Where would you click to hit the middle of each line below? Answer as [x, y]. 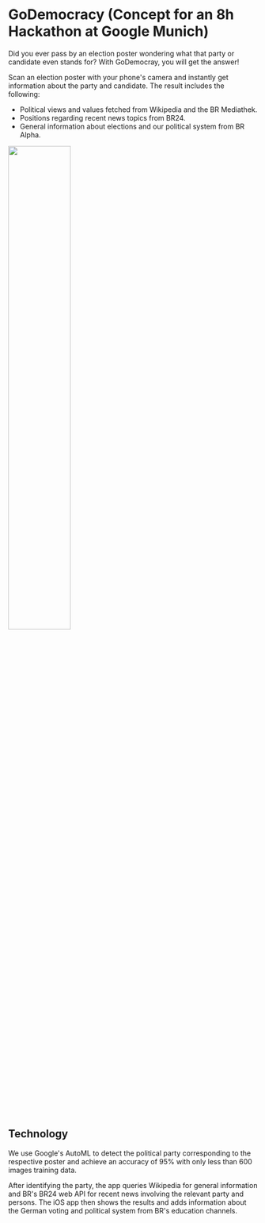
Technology [38, 1134]
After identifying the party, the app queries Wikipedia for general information [133, 1185]
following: [24, 94]
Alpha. [30, 135]
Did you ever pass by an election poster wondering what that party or [121, 53]
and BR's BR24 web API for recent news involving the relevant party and [126, 1194]
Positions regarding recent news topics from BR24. [102, 117]
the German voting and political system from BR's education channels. [123, 1210]
